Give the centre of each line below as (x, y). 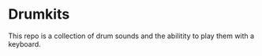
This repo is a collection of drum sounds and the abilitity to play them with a (131, 36)
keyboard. (24, 44)
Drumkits (39, 14)
